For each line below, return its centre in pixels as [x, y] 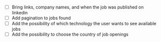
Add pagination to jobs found [41, 18]
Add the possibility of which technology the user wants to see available [84, 24]
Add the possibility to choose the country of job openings [70, 35]
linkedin [20, 13]
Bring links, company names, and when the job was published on [78, 7]
